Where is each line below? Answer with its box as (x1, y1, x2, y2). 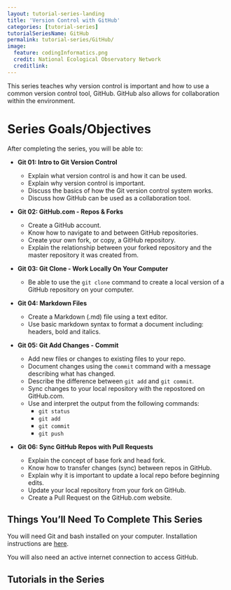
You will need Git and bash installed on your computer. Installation (7, 532, 197, 540)
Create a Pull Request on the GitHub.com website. (27, 493, 173, 502)
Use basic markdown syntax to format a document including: (27, 320, 204, 328)
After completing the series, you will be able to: (7, 144, 143, 153)
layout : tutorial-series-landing (7, 10, 105, 18)
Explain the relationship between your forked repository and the (27, 243, 212, 252)
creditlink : (13, 62, 49, 69)
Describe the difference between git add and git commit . (27, 376, 195, 385)
